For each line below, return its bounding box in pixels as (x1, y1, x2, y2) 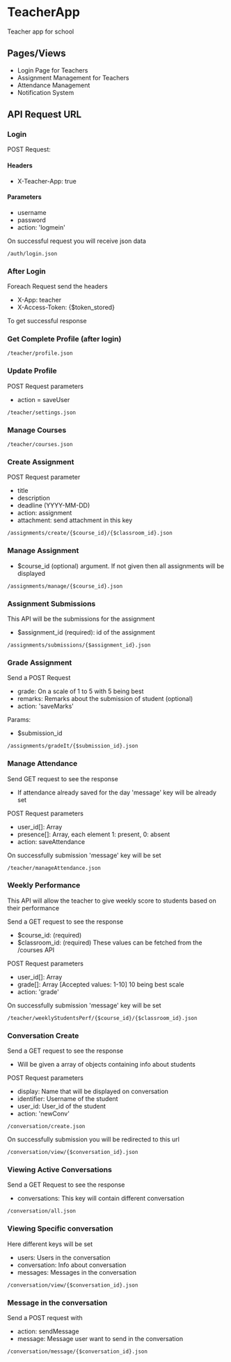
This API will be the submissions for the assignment (7, 614, 155, 623)
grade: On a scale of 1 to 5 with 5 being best (17, 687, 144, 695)
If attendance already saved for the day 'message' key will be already (17, 788, 217, 797)
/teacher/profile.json (7, 350, 73, 357)
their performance (7, 903, 60, 912)
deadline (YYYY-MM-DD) (17, 501, 90, 510)
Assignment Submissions (7, 598, 96, 608)
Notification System (17, 88, 74, 96)
